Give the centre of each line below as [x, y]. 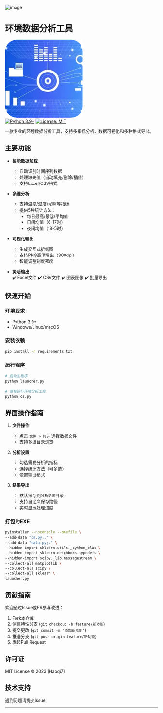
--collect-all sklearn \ [30, 574]
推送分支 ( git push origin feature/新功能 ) [54, 636]
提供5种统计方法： [38, 210]
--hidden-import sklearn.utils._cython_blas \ [53, 548]
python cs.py [18, 397]
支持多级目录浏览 [36, 442]
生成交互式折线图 [36, 249]
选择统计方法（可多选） [43, 469]
